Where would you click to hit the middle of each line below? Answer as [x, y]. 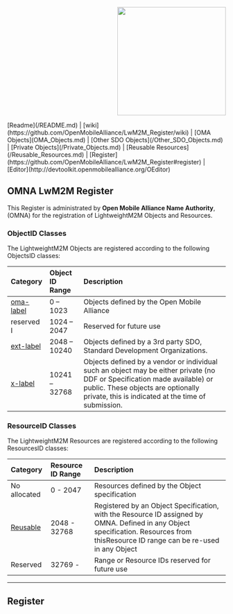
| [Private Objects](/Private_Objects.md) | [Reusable [81, 147]
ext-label [26, 346]
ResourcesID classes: [38, 448]
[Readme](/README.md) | [44, 125]
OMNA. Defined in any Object [142, 523]
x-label [23, 384]
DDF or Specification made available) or [148, 380]
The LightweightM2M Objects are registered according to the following [109, 248]
